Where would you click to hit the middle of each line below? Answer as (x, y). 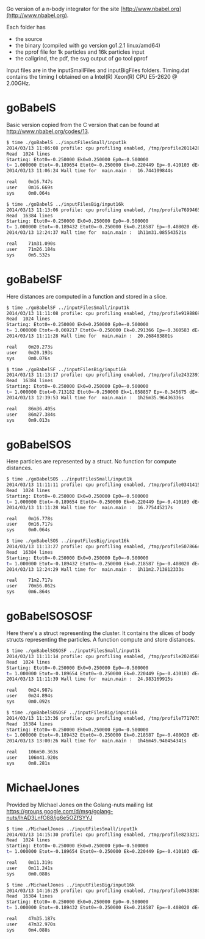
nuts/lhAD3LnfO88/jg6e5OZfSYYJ (49, 818)
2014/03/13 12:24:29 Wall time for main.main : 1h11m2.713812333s (95, 569)
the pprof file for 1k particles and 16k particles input (80, 52)
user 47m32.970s (31, 924)
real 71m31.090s (31, 244)
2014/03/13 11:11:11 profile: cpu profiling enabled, (76, 485)
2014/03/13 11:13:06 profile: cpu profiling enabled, (76, 210)
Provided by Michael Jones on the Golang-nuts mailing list (80, 805)
